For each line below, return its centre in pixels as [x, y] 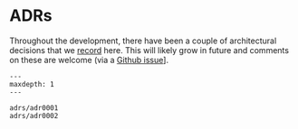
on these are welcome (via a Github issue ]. [89, 60]
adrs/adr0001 [34, 108]
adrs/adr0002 [34, 115]
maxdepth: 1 [32, 84]
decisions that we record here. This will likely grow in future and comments [149, 50]
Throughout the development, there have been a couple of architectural [143, 41]
